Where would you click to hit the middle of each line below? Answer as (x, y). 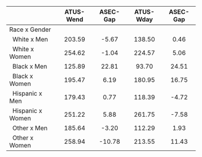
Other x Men (30, 128)
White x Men (30, 39)
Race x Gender (30, 29)
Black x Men (30, 66)
